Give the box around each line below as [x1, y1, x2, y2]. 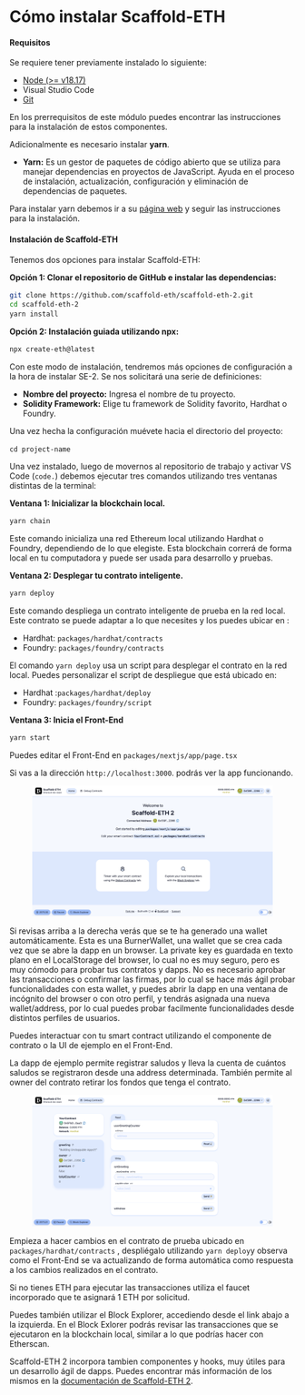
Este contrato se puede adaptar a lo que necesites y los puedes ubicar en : [9, 614, 290, 625]
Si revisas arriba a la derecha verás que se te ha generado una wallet [9, 925, 268, 936]
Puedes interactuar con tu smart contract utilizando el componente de [9, 1030, 272, 1041]
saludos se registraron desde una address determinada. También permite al [9, 1067, 292, 1078]
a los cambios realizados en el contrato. [9, 1264, 159, 1275]
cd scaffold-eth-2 [9, 300, 79, 309]
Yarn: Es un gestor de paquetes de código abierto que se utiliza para [22, 157, 281, 167]
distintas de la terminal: [9, 480, 97, 491]
